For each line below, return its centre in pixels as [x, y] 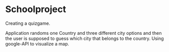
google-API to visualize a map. [37, 43]
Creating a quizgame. [28, 23]
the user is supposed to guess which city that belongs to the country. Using [84, 38]
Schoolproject [36, 9]
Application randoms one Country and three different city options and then [83, 33]
